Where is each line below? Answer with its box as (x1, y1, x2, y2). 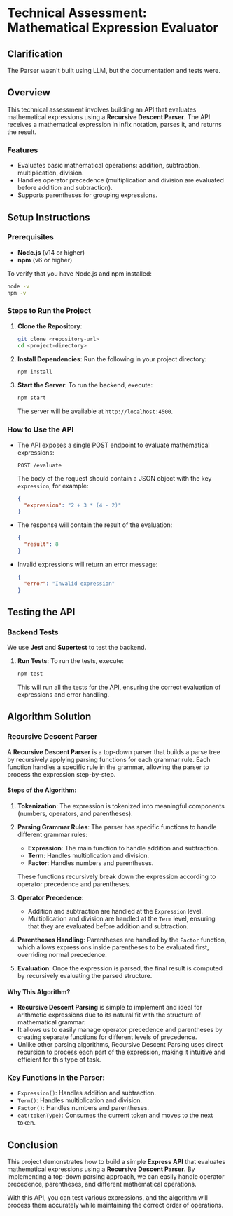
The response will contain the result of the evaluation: (17, 521, 173, 529)
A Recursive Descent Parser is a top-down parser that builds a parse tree (7, 747, 220, 756)
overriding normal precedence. (17, 950, 107, 958)
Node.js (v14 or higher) (17, 248, 85, 257)
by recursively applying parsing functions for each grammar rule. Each (7, 755, 211, 763)
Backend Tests (7, 627, 59, 636)
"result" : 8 (24, 541, 59, 548)
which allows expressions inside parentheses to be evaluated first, (17, 942, 209, 951)
